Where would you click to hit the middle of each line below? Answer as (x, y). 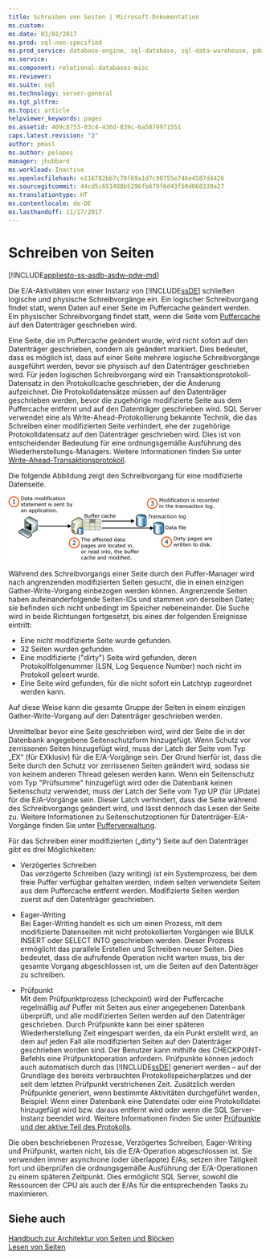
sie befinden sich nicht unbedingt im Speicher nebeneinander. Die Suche (129, 608)
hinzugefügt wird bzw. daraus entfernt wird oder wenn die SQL (124, 1109)
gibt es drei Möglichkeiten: (52, 849)
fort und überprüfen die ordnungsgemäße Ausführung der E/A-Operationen (133, 1168)
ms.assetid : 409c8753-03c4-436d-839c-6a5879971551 (95, 127)
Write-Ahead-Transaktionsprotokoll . (67, 460)
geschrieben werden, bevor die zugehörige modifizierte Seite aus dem (125, 400)
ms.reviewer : (30, 76)
